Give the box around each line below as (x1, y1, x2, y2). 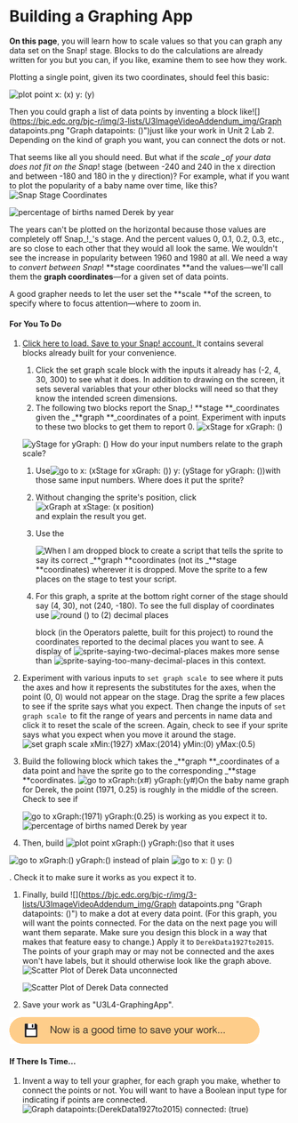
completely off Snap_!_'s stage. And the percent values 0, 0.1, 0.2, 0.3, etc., (9, 233, 285, 244)
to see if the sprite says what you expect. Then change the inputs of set (21, 701, 286, 712)
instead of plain (112, 855, 170, 866)
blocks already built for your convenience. (21, 348, 177, 358)
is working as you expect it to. (157, 811, 268, 822)
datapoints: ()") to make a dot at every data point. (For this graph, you (21, 909, 278, 919)
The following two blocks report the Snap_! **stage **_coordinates (35, 403, 280, 413)
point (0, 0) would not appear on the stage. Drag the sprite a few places (21, 692, 286, 702)
